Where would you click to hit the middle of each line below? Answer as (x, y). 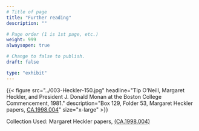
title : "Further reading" (39, 18)
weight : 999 (21, 40)
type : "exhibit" (27, 73)
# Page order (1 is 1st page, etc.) (52, 34)
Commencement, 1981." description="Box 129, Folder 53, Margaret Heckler (100, 103)
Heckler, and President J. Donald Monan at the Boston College (84, 96)
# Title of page (27, 12)
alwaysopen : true (28, 45)
